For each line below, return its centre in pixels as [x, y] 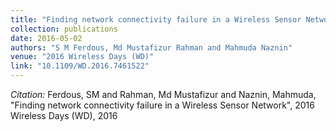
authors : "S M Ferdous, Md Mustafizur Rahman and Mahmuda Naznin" [151, 47]
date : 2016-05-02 [46, 38]
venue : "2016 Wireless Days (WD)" [82, 57]
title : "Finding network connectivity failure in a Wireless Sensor [156, 19]
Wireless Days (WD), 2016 [64, 115]
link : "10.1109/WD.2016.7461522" [80, 66]
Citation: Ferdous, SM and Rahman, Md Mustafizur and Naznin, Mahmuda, [163, 94]
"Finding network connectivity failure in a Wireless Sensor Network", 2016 [162, 105]
